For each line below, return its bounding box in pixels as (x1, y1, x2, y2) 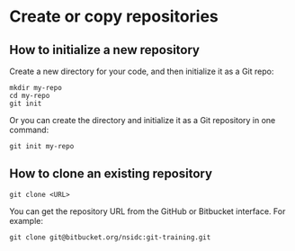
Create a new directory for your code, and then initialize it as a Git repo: (9, 66, 274, 76)
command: (9, 124, 49, 135)
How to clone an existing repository (9, 166, 213, 182)
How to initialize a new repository (9, 42, 201, 58)
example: (9, 215, 43, 226)
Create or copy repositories (9, 6, 219, 27)
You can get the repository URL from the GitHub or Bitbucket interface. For (9, 205, 286, 217)
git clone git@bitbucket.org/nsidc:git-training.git (9, 232, 211, 242)
